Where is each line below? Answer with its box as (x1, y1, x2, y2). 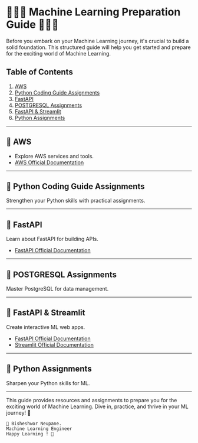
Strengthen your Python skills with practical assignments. (6, 197, 146, 204)
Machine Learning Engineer (6, 425, 72, 432)
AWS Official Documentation (14, 159, 84, 166)
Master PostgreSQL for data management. (6, 285, 109, 292)
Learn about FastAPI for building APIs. (6, 236, 98, 243)
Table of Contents (6, 67, 74, 77)
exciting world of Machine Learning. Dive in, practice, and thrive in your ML (6, 403, 189, 410)
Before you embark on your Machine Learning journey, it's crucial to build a (6, 37, 189, 44)
